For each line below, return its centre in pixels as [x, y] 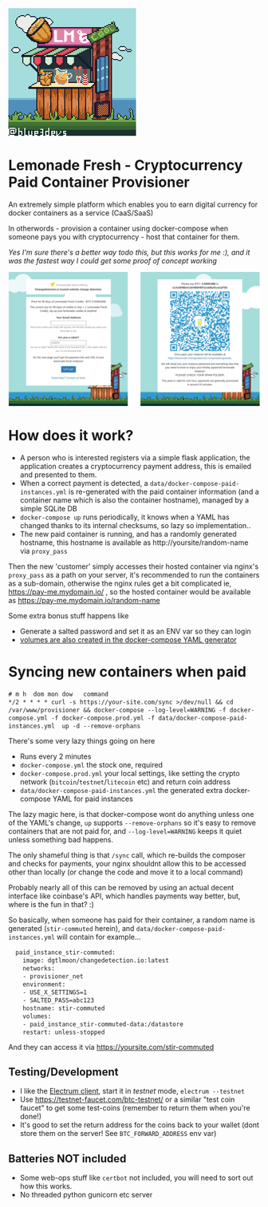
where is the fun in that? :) [51, 904]
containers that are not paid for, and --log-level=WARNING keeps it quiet [125, 831]
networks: [39, 968]
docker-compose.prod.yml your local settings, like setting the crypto [130, 773]
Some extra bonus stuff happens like [69, 615]
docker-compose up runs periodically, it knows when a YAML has [124, 517]
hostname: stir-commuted [64, 1008]
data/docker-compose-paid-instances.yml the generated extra [121, 790]
